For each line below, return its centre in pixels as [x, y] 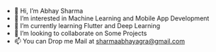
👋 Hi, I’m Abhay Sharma [49, 11]
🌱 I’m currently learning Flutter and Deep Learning [87, 26]
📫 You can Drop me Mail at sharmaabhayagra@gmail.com [100, 41]
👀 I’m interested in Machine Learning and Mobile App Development [112, 18]
